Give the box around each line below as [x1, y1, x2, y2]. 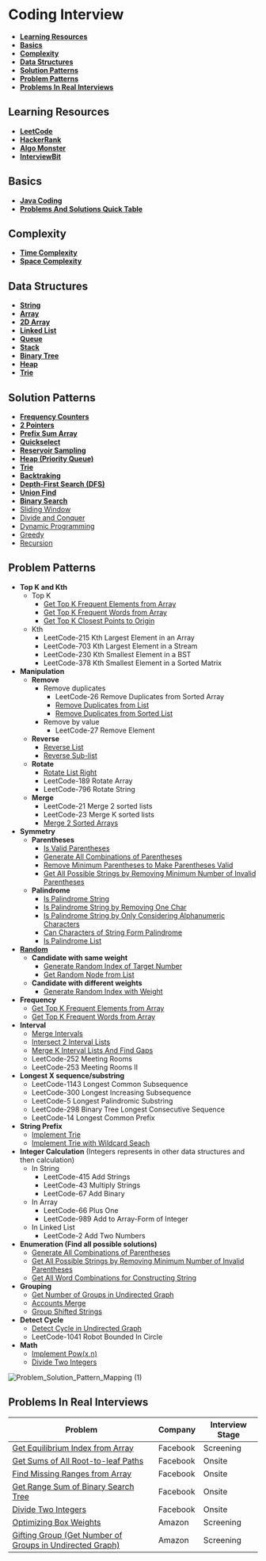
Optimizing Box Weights [12, 1517, 101, 1528]
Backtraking [19, 471, 61, 480]
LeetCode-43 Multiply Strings [43, 1180, 141, 1190]
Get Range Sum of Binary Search [12, 1481, 135, 1492]
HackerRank [19, 135, 62, 144]
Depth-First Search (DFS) [19, 480, 105, 488]
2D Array [19, 317, 51, 327]
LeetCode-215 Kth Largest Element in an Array [43, 633, 196, 642]
